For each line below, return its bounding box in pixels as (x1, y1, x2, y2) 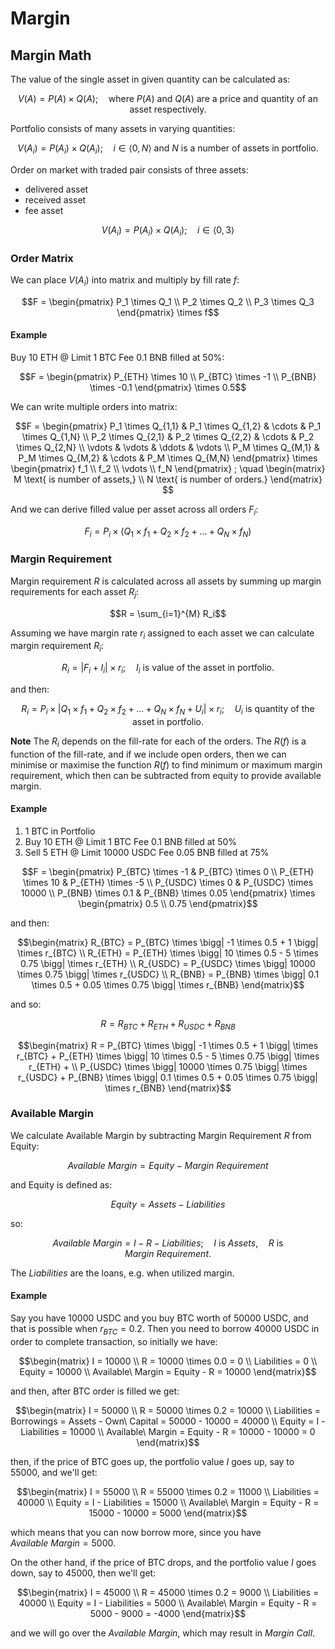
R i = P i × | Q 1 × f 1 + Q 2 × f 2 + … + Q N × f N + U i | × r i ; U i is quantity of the (21, 702, 315, 717)
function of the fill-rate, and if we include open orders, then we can (10, 748, 287, 760)
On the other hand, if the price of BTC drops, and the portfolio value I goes (10, 1556, 317, 1568)
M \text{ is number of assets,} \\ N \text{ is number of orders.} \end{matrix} (13, 473, 323, 485)
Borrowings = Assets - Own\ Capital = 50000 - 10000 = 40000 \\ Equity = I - (10, 1415, 326, 1427)
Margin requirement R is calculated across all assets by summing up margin (10, 575, 322, 587)
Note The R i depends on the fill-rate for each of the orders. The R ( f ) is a (10, 735, 307, 749)
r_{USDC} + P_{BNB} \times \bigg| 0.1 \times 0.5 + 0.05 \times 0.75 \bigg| (18, 1071, 318, 1083)
